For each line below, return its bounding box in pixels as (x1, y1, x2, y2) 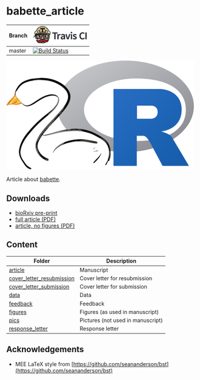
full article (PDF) (15, 216, 56, 223)
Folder (33, 257, 50, 264)
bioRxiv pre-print (15, 209, 58, 216)
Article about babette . (6, 175, 61, 183)
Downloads (6, 193, 50, 203)
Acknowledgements (6, 344, 84, 355)
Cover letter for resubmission (79, 274, 153, 282)
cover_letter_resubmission (8, 274, 75, 282)
